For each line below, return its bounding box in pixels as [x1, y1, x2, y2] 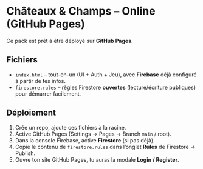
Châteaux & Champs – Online [6, 4, 156, 18]
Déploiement [6, 108, 57, 118]
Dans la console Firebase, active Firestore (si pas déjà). [15, 136, 155, 144]
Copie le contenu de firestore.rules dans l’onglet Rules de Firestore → [15, 143, 196, 150]
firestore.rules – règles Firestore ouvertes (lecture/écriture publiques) [15, 84, 196, 91]
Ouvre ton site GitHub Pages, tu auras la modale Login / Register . [15, 156, 179, 163]
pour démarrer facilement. [15, 90, 81, 98]
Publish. [15, 150, 36, 157]
